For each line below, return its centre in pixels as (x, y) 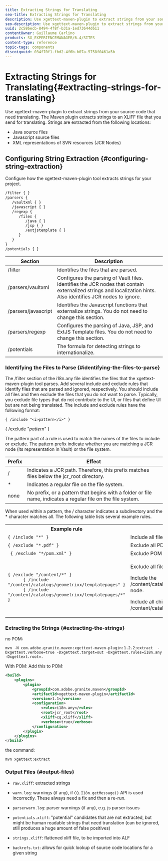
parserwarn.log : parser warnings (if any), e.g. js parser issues (76, 807)
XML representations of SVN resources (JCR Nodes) (66, 143)
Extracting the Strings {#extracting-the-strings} (65, 628)
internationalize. (76, 353)
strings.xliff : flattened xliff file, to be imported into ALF (71, 837)
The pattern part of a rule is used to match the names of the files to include (82, 438)
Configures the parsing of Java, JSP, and (105, 325)
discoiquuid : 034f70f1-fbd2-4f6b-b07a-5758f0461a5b (60, 52)
